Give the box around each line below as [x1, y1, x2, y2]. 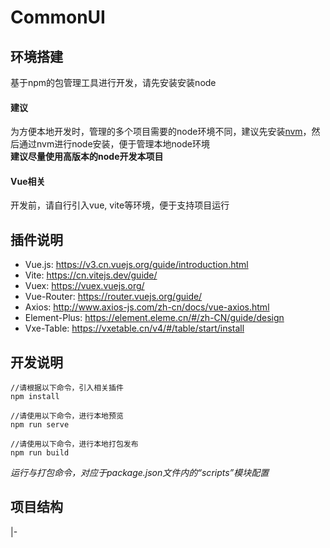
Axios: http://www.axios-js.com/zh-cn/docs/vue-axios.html [24, 301, 270, 313]
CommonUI [10, 6, 106, 29]
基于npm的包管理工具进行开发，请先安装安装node [10, 77, 217, 88]
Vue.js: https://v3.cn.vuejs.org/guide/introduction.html [24, 259, 249, 271]
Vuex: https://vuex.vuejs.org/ [24, 280, 145, 292]
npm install [10, 392, 60, 402]
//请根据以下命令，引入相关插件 [10, 383, 124, 393]
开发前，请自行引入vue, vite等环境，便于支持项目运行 [10, 199, 230, 211]
